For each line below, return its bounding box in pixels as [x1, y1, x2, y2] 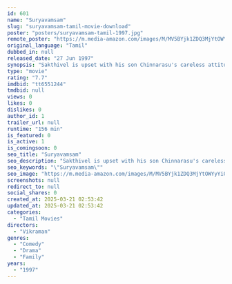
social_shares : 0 [7, 190, 57, 196]
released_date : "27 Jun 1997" [7, 55, 95, 62]
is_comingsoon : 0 [7, 145, 57, 152]
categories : [7, 209, 41, 216]
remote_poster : [7, 36, 51, 43]
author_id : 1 [7, 112, 45, 119]
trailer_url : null [7, 119, 60, 126]
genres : [7, 234, 30, 241]
